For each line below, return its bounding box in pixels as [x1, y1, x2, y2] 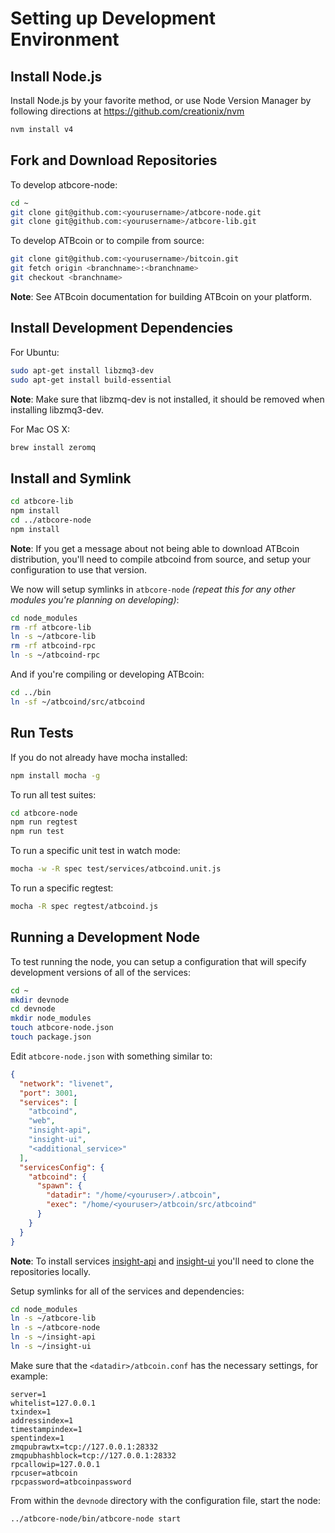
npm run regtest [10, 817, 78, 827]
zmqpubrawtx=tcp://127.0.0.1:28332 [10, 1442, 159, 1452]
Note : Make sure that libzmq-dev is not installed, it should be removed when [10, 393, 325, 405]
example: [10, 1370, 48, 1382]
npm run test [10, 827, 65, 837]
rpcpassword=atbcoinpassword [10, 1477, 132, 1487]
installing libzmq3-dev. [10, 403, 105, 416]
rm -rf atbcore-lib [10, 622, 92, 632]
